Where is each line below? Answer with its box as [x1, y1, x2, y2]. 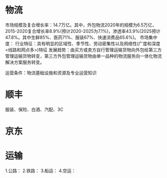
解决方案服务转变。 [5, 59, 45, 65]
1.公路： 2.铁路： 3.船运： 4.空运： [5, 168, 76, 174]
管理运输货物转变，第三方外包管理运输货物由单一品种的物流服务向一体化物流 [5, 53, 162, 59]
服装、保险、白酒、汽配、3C [5, 106, 64, 112]
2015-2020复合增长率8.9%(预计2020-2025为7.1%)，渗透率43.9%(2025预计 [5, 28, 161, 34]
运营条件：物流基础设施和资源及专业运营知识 [5, 70, 97, 76]
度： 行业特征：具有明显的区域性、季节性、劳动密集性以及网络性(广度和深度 [5, 40, 161, 46]
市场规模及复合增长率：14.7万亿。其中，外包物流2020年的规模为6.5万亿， [5, 22, 157, 28]
